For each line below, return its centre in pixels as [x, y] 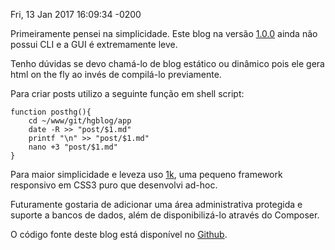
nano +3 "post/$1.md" [73, 147]
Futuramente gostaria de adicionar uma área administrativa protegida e [156, 204]
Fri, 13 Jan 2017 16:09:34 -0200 [76, 14]
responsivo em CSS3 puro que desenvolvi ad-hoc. [114, 185]
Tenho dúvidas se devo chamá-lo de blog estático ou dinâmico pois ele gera [167, 63]
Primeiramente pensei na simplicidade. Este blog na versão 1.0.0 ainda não [164, 33]
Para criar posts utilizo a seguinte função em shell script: [127, 93]
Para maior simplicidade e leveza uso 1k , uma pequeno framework [146, 174]
